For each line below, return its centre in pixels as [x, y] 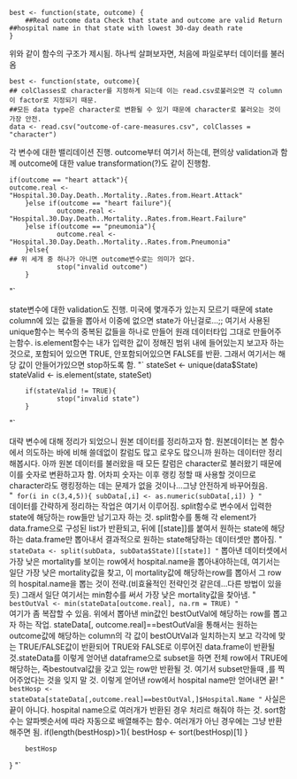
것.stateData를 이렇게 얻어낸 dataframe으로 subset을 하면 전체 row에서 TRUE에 [148, 658]
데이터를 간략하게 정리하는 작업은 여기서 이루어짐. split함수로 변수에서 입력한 [141, 506]
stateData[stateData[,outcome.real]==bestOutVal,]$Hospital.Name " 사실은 [148, 699]
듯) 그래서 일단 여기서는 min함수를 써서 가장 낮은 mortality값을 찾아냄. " [133, 595]
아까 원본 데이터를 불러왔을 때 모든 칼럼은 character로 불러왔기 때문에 [162, 464]
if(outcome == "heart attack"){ [69, 180]
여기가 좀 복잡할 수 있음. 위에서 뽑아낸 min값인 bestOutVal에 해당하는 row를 [140, 613]
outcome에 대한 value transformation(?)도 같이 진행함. [114, 163]
